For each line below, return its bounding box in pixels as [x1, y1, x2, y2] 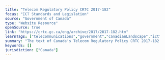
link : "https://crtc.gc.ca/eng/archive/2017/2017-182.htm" [5, 30, 129, 34]
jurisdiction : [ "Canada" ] [5, 47, 58, 52]
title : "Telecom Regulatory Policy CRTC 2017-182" [5, 7, 111, 12]
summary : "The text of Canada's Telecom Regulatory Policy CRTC [5, 39, 139, 44]
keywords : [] [5, 43, 32, 48]
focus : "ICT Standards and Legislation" [5, 12, 89, 16]
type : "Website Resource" [5, 20, 58, 26]
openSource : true [5, 25, 41, 30]
